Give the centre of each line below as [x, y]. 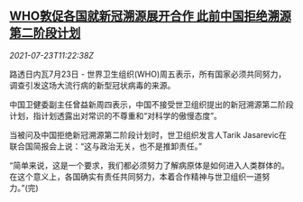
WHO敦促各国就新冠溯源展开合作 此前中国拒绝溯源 [150, 16]
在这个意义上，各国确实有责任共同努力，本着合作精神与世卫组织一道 [136, 176]
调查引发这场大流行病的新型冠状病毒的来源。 [92, 85]
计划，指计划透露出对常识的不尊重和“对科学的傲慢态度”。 [116, 115]
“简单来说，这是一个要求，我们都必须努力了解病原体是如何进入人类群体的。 [150, 165]
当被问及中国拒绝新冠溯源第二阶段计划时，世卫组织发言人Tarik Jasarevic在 [148, 134]
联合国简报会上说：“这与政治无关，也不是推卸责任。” [106, 146]
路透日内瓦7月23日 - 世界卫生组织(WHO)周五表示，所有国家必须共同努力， [148, 74]
